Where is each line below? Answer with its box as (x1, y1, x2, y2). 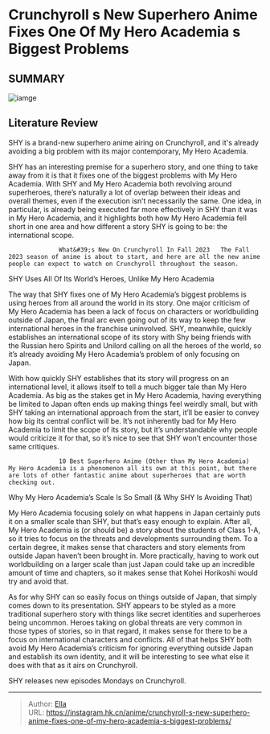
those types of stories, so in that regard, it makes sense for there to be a (8, 625, 247, 636)
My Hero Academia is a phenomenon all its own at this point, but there (8, 464, 257, 472)
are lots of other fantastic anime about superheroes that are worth (8, 471, 247, 479)
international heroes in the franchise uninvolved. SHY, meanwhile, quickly (8, 323, 252, 333)
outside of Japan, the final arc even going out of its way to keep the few (8, 315, 247, 325)
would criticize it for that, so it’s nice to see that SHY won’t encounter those (8, 433, 257, 443)
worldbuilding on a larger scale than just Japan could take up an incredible (8, 559, 256, 568)
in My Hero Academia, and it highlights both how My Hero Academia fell (8, 213, 247, 223)
